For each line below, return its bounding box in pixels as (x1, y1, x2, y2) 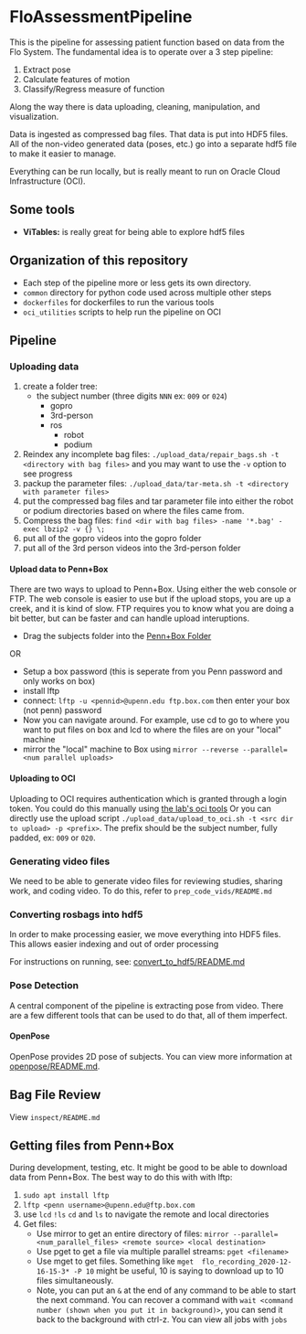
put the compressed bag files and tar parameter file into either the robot (22, 496, 294, 507)
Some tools (9, 202, 75, 218)
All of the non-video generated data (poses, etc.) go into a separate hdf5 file (9, 138, 297, 149)
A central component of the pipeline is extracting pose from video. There (9, 999, 284, 1011)
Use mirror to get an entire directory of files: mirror (36, 1228, 230, 1240)
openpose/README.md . (9, 1061, 100, 1072)
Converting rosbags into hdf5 (9, 908, 143, 921)
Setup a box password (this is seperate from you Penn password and (22, 666, 283, 678)
